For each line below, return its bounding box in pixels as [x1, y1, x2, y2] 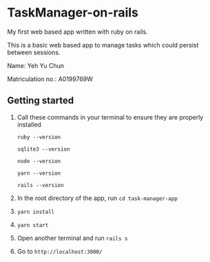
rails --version [17, 182, 64, 188]
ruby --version [17, 133, 61, 140]
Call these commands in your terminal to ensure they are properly [17, 113, 204, 121]
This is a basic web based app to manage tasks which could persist [7, 41, 199, 49]
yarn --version [17, 170, 61, 177]
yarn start [17, 221, 49, 228]
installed [17, 120, 41, 129]
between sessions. [7, 48, 61, 56]
